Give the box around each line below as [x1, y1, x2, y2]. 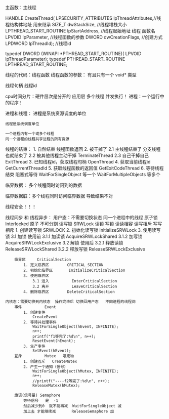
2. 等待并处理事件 [23, 320, 57, 325]
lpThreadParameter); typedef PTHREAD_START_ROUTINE [5, 56, 125, 62]
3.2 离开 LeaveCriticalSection [32, 284, 117, 289]
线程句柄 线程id [5, 82, 37, 89]
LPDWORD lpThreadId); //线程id [5, 40, 72, 47]
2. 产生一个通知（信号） [23, 364, 68, 369]
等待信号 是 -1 [23, 398, 58, 403]
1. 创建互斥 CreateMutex [23, 359, 77, 364]
